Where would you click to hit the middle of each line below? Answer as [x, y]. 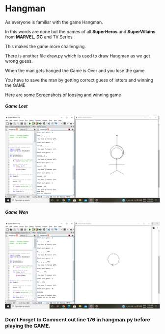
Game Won [17, 212]
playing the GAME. [28, 326]
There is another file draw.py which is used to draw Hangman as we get [78, 56]
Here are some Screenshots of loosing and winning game [63, 95]
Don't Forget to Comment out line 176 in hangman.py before [78, 319]
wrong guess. [19, 61]
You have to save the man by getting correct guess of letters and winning [79, 80]
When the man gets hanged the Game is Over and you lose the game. [75, 70]
